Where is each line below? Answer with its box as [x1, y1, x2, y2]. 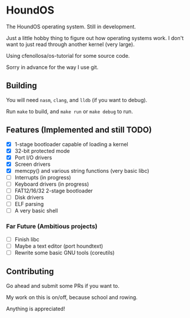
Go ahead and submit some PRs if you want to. [6, 282, 119, 289]
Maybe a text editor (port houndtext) [14, 242, 104, 250]
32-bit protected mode [14, 147, 71, 154]
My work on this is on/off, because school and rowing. [6, 293, 138, 301]
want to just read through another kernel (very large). [6, 41, 135, 48]
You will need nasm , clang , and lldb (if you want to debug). [6, 96, 148, 103]
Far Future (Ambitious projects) [6, 222, 98, 231]
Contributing [6, 267, 54, 277]
